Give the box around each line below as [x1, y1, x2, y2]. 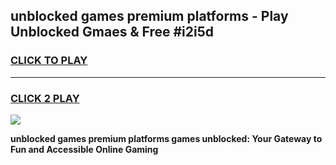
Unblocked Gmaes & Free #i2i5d [10, 24, 214, 41]
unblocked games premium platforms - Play [10, 8, 289, 25]
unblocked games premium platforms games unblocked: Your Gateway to [10, 132, 323, 144]
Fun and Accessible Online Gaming [10, 143, 159, 155]
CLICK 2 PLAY [10, 91, 80, 105]
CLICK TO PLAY [10, 54, 88, 68]
